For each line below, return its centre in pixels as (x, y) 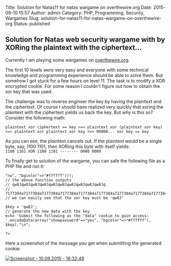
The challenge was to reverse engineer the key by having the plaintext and (83, 101)
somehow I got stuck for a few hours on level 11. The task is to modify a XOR (85, 81)
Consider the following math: (36, 117)
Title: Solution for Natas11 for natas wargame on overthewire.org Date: (79, 7)
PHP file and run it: (25, 166)
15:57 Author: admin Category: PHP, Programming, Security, (82, 13)
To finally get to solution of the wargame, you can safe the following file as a (85, 161)
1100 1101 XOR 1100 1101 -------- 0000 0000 (53, 151)
